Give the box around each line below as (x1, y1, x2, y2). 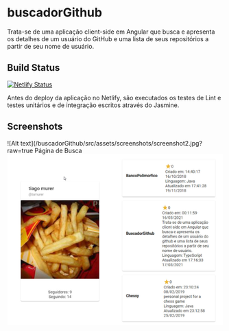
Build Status (7, 62, 60, 73)
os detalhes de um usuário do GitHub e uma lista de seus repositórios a (7, 34, 209, 43)
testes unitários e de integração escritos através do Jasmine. (7, 101, 180, 109)
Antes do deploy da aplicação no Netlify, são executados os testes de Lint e (7, 93, 221, 102)
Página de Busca (34, 146, 82, 155)
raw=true (7, 146, 34, 155)
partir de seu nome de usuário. (7, 42, 95, 50)
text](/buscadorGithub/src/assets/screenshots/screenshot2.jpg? (20, 139, 203, 147)
